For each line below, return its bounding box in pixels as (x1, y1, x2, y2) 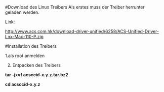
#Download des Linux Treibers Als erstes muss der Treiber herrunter (5, 4, 145, 10)
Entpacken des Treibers (12, 62, 61, 68)
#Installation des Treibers (5, 43, 57, 49)
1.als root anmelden (5, 53, 45, 59)
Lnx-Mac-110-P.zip (5, 34, 43, 39)
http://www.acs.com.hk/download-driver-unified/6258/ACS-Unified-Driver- (5, 29, 159, 34)
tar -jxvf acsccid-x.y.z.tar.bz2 (5, 72, 69, 78)
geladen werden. (5, 9, 40, 15)
